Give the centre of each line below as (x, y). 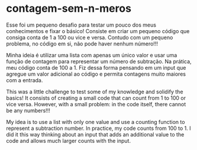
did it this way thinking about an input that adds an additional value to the (95, 134)
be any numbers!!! (28, 110)
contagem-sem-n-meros (69, 9)
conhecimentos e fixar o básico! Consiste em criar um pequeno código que (98, 31)
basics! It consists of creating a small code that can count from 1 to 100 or (96, 98)
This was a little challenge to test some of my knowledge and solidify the (95, 92)
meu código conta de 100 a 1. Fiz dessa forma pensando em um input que (96, 67)
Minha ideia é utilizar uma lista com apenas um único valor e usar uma (92, 55)
